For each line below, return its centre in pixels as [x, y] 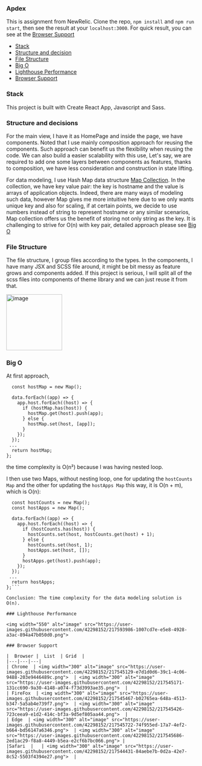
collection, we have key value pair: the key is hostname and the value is [95, 186]
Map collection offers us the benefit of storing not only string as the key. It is [101, 218]
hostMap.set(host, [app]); [62, 424]
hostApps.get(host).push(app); [62, 561]
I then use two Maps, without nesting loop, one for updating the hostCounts [99, 479]
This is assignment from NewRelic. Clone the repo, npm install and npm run [100, 22]
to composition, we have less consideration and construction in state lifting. [100, 168]
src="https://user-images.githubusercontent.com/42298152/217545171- [96, 683]
